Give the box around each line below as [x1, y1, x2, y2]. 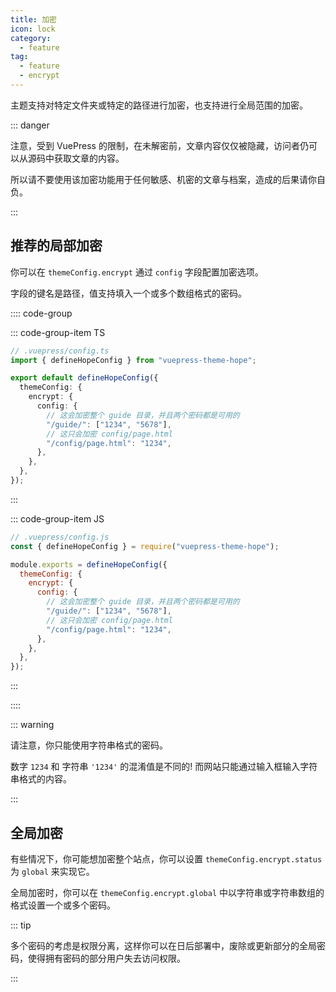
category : [10, 33, 52, 43]
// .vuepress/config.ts [10, 346, 110, 356]
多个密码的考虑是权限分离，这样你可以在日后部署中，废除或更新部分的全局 [10, 940, 317, 951]
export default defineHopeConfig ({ [10, 373, 159, 383]
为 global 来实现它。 [10, 866, 95, 877]
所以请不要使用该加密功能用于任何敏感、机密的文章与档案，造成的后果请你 [10, 173, 317, 185]
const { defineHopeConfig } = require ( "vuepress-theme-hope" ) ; [10, 541, 280, 551]
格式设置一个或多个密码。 [10, 899, 116, 911]
